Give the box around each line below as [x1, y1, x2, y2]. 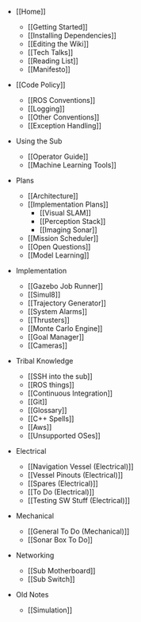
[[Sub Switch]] [27, 574, 75, 584]
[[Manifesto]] [27, 65, 71, 74]
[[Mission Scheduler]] [27, 234, 99, 242]
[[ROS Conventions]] [27, 96, 96, 104]
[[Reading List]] [27, 56, 79, 65]
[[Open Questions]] [27, 242, 91, 251]
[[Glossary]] [27, 406, 67, 415]
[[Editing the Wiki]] [27, 39, 90, 49]
